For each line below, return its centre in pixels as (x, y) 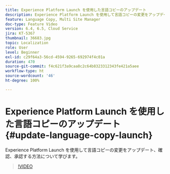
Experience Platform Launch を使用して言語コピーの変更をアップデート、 (82, 150)
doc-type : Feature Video (31, 24)
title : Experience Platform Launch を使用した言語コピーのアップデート (76, 10)
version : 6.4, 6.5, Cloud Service (42, 29)
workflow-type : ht (25, 71)
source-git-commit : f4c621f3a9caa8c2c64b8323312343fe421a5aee (72, 66)
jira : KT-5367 (20, 33)
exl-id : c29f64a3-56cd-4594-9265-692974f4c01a (55, 57)
